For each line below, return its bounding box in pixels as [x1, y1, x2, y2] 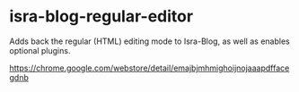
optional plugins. [9, 45, 71, 55]
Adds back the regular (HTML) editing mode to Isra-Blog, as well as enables [9, 36, 290, 46]
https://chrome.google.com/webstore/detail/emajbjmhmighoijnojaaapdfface [9, 63, 290, 73]
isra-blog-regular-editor [9, 6, 194, 27]
